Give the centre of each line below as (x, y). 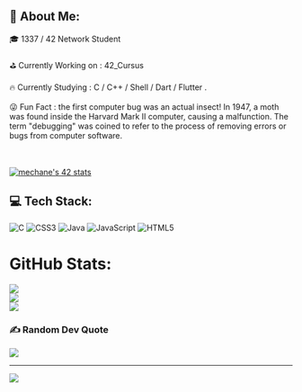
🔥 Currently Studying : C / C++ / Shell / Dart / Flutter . (108, 87)
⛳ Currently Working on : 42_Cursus (76, 65)
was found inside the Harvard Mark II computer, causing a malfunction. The (149, 116)
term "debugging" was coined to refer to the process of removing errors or (148, 126)
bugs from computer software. (66, 135)
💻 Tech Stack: (51, 202)
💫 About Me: (45, 17)
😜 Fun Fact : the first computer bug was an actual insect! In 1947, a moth (144, 107)
